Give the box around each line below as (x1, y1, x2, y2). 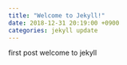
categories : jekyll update (8, 26, 98, 34)
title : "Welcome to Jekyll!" (8, 11, 105, 20)
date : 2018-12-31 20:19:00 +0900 (8, 19, 120, 27)
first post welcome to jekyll (8, 48, 97, 58)
